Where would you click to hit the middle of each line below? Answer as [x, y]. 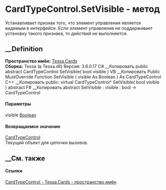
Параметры [18, 104]
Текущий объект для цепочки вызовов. [47, 143]
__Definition [24, 49]
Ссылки [14, 171]
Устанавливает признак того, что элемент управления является [73, 23]
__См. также [25, 158]
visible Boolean [21, 115]
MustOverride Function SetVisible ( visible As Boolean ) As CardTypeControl [83, 77]
